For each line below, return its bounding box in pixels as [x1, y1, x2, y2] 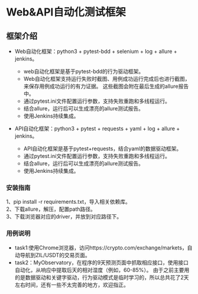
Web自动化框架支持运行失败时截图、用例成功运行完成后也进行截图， [23, 75, 190, 82]
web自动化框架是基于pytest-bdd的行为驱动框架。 [23, 68, 144, 75]
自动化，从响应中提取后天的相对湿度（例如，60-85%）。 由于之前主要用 [14, 266, 190, 273]
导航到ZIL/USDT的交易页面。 [20, 251, 90, 258]
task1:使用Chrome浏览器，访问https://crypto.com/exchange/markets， [14, 244, 187, 251]
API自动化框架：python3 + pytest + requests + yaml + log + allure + [14, 125, 180, 132]
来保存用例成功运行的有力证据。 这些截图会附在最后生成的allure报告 [23, 83, 189, 90]
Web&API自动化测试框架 [6, 5, 126, 19]
